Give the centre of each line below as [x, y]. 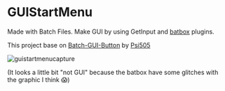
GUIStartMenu [50, 12]
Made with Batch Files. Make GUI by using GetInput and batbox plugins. [111, 31]
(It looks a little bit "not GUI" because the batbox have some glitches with [113, 72]
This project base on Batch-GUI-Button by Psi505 [79, 45]
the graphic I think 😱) [39, 79]
